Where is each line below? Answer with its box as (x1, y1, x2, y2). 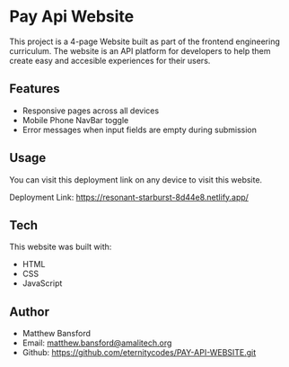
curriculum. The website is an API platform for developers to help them (9, 45, 271, 56)
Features (9, 81, 60, 96)
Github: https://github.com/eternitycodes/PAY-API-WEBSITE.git (22, 347, 257, 358)
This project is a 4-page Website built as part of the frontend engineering (9, 36, 281, 47)
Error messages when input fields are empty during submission (22, 124, 258, 135)
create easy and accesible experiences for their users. (9, 55, 211, 66)
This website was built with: (9, 241, 112, 253)
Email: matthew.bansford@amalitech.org (22, 337, 172, 348)
